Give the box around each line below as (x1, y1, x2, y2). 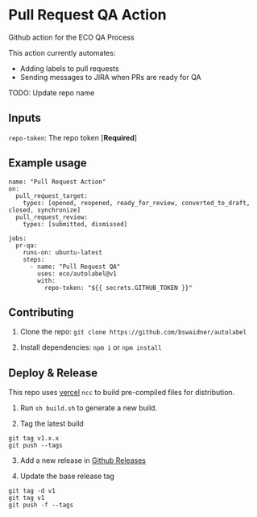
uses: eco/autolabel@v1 (37, 269, 117, 278)
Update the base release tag (19, 471, 115, 481)
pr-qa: (15, 241, 38, 250)
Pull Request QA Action (8, 6, 167, 24)
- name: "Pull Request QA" (29, 263, 121, 271)
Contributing (8, 305, 74, 319)
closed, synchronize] (8, 206, 81, 214)
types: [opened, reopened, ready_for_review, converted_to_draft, (23, 199, 251, 207)
